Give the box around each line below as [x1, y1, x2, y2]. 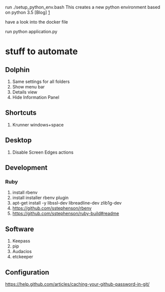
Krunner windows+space [12, 122, 64, 127]
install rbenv [12, 190, 38, 196]
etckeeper [12, 254, 34, 260]
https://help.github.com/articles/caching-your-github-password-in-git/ [5, 281, 150, 287]
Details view [12, 89, 38, 95]
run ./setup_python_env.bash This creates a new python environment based [5, 4, 161, 10]
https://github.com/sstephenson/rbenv [12, 205, 92, 211]
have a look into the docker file [5, 19, 68, 25]
